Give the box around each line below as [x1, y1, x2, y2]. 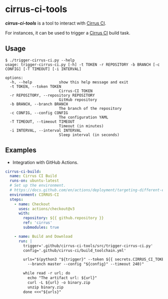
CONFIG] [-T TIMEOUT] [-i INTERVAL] [5, 66, 81, 71]
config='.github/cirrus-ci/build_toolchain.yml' [23, 248, 126, 253]
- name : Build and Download [14, 234, 72, 239]
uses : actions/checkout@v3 [18, 206, 75, 211]
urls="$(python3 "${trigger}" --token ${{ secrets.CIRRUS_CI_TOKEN [23, 257, 166, 262]
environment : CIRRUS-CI [9, 192, 59, 197]
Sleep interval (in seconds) [58, 132, 120, 137]
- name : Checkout [14, 202, 50, 207]
